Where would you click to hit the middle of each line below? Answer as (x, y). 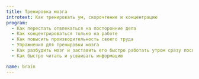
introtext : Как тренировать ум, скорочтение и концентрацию (82, 17)
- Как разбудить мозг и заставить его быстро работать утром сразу (97, 50)
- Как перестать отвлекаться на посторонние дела (74, 28)
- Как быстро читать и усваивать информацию (67, 56)
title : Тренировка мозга (37, 12)
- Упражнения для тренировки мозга (55, 45)
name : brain (21, 67)
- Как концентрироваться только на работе (65, 34)
